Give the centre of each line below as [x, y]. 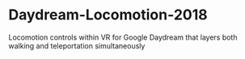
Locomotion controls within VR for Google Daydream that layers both [123, 37]
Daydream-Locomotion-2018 [108, 15]
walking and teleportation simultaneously [77, 45]
